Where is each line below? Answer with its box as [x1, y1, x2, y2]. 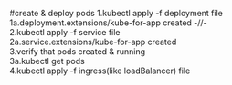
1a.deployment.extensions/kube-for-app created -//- [9, 17, 207, 28]
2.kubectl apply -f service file [9, 27, 121, 37]
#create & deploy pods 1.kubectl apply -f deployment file [9, 8, 224, 18]
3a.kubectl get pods [9, 56, 85, 66]
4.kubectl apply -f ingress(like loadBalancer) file [9, 65, 191, 76]
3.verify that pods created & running [9, 46, 146, 57]
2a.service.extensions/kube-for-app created [9, 36, 177, 47]
